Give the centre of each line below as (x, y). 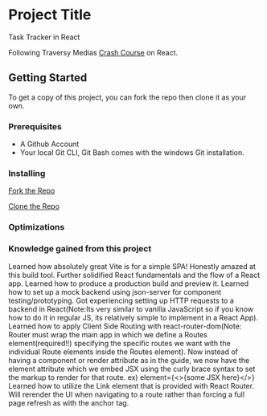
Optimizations (37, 227)
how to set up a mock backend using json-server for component (115, 292)
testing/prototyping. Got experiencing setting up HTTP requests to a (121, 300)
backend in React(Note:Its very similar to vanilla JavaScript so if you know (131, 309)
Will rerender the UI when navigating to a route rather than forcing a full (127, 394)
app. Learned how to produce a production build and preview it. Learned (129, 283)
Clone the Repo (34, 206)
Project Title (50, 15)
